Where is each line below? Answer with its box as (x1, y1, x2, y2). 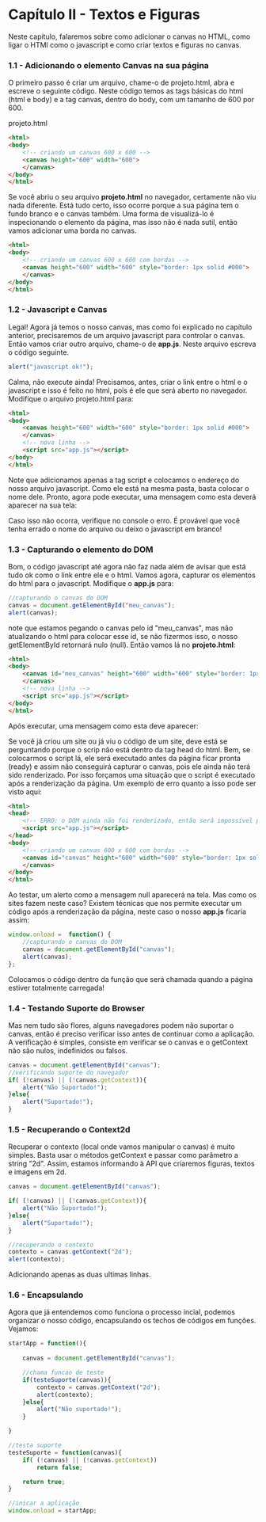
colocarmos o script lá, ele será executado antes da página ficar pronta (8, 753, 241, 763)
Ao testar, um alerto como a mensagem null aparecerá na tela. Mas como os (8, 890, 257, 900)
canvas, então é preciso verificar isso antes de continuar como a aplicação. (8, 1029, 255, 1038)
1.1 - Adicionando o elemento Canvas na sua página (8, 59, 210, 70)
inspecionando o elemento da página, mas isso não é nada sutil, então (8, 218, 237, 227)
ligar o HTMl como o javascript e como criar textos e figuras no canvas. (8, 40, 241, 49)
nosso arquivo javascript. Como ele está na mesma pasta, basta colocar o (8, 483, 249, 493)
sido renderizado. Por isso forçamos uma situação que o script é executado (8, 770, 256, 779)
